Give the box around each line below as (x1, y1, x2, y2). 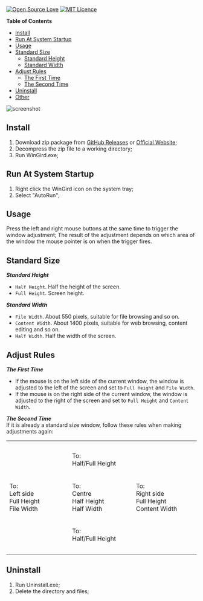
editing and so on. (14, 326, 60, 333)
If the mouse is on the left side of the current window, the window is (14, 378, 184, 385)
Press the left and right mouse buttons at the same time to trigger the (6, 225, 178, 232)
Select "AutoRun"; (14, 191, 60, 199)
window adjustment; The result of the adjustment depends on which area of (6, 232, 195, 239)
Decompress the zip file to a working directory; (14, 145, 132, 152)
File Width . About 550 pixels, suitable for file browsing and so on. (14, 313, 180, 320)
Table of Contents (6, 18, 53, 24)
